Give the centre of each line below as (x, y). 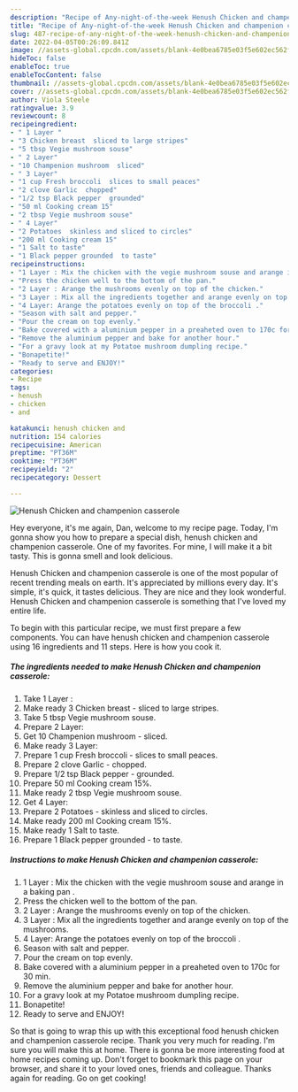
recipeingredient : (44, 125)
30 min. (37, 976)
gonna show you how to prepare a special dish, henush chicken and (134, 537)
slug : (20, 34)
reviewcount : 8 (38, 116)
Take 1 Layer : (48, 698)
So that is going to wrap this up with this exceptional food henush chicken (145, 1031)
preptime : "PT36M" (44, 453)
